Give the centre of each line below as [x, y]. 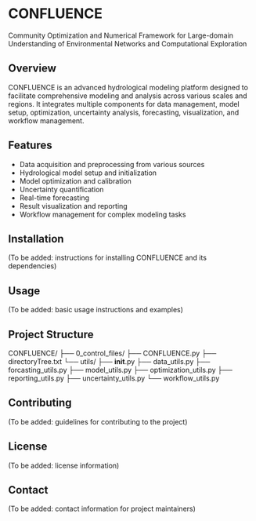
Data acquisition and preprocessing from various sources [112, 164]
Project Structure [51, 334]
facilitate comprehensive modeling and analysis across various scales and [128, 96]
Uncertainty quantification [61, 189]
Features [30, 146]
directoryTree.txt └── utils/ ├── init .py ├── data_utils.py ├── [109, 361]
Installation [36, 239]
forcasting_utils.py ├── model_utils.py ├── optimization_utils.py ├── [120, 370]
